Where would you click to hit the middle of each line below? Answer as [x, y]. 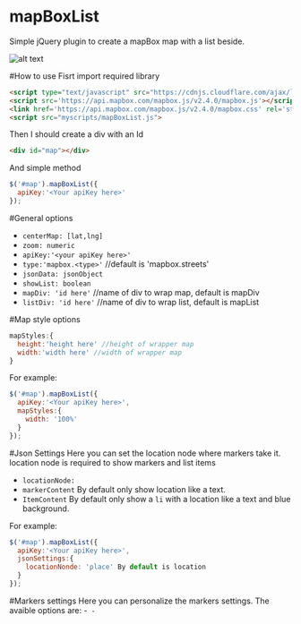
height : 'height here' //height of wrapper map [106, 344]
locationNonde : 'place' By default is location [116, 567]
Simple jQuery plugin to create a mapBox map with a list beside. [127, 41]
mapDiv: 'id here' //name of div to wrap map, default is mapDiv [141, 292]
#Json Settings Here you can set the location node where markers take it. [145, 453]
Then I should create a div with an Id [76, 134]
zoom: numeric [48, 245]
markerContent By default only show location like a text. [124, 489]
